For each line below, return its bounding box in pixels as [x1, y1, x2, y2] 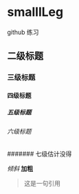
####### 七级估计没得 [7, 150, 72, 158]
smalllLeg [7, 4, 64, 20]
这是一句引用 [23, 179, 60, 188]
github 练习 [7, 28, 39, 36]
